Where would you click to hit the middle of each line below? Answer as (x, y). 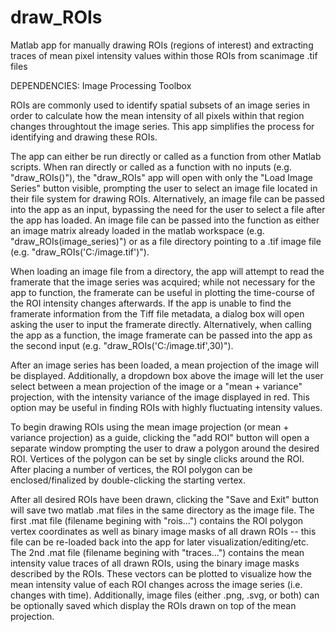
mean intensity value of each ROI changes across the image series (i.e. (156, 584)
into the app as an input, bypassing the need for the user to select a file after (168, 209)
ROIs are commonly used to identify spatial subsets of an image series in (160, 105)
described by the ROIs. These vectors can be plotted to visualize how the (161, 573)
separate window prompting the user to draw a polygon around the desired (165, 448)
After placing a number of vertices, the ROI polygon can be (131, 469)
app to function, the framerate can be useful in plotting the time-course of (163, 292)
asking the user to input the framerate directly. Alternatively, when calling (161, 324)
